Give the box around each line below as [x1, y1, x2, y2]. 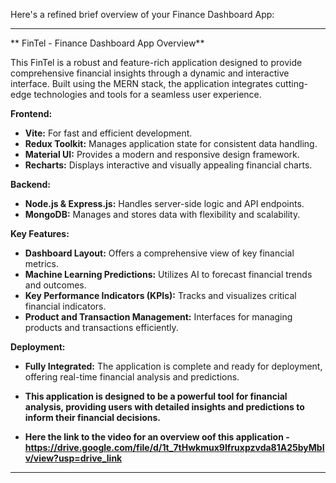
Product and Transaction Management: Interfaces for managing [24, 311, 293, 323]
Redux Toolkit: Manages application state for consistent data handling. [24, 138, 318, 149]
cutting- [274, 78, 308, 89]
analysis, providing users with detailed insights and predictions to [24, 401, 305, 413]
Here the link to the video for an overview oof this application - [24, 431, 290, 443]
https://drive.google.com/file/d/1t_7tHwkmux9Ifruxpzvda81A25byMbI [24, 442, 325, 453]
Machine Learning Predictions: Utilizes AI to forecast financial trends [24, 269, 313, 280]
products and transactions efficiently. [24, 322, 179, 333]
